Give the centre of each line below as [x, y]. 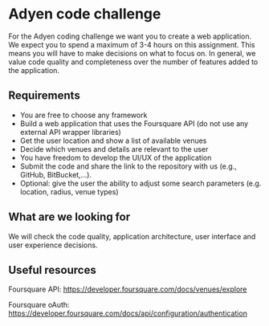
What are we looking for [69, 217]
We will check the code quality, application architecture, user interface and [132, 236]
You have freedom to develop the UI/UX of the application [116, 157]
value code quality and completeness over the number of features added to [133, 62]
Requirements [44, 96]
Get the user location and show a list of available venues [113, 141]
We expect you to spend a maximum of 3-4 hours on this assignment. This [132, 44]
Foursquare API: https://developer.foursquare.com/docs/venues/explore [128, 289]
